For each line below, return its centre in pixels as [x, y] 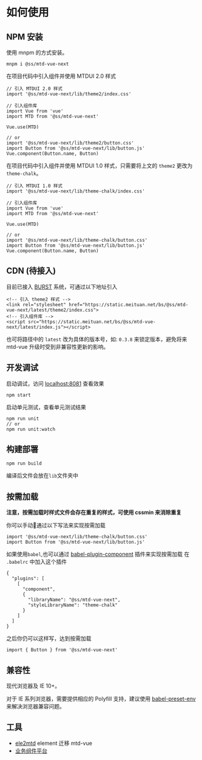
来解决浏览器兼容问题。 [35, 707]
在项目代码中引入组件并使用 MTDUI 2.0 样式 [61, 76]
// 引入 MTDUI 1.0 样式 [34, 186]
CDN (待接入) [31, 271]
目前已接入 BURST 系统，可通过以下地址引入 [62, 287]
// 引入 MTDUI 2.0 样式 [34, 89]
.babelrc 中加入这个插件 [37, 562]
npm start [19, 395]
